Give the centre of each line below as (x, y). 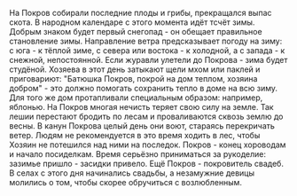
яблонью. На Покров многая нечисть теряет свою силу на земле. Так (141, 107)
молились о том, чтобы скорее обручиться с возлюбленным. (125, 182)
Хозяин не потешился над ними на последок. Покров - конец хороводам (148, 145)
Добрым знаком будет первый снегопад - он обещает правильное (136, 31)
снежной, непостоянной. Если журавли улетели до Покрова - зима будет (148, 60)
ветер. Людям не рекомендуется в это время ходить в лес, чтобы (135, 135)
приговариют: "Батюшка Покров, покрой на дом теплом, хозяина (133, 78)
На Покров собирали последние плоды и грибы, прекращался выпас (141, 13)
